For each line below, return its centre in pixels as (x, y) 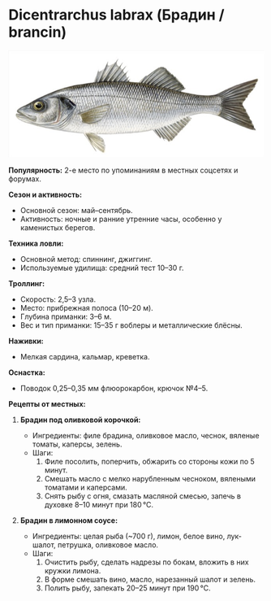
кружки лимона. (73, 571)
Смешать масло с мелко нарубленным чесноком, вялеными (150, 479)
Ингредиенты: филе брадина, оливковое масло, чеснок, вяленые (146, 436)
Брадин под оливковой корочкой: (80, 420)
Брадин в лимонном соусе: (69, 520)
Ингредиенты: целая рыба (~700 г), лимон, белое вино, (129, 536)
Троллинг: (27, 284)
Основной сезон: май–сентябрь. (76, 211)
